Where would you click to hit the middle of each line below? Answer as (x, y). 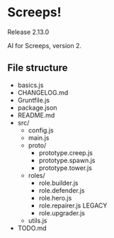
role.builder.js (58, 183)
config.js (41, 130)
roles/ (37, 175)
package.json (38, 108)
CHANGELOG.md (43, 92)
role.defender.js (62, 190)
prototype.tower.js (65, 168)
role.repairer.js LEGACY (73, 205)
